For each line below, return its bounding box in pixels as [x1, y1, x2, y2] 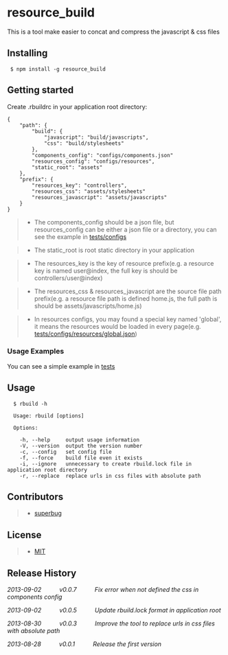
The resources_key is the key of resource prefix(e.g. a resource [34, 259, 214, 267]
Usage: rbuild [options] [13, 412, 84, 420]
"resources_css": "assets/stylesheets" [32, 187, 146, 195]
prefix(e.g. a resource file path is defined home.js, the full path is [34, 294, 218, 303]
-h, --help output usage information [19, 436, 139, 444]
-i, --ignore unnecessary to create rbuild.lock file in [19, 460, 192, 468]
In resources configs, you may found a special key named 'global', [34, 314, 222, 323]
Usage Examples [7, 347, 65, 356]
